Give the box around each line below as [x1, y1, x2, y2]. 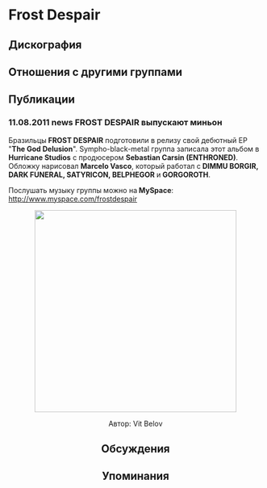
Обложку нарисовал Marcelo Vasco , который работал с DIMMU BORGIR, [8, 161, 259, 170]
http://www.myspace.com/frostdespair [8, 194, 138, 204]
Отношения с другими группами [8, 65, 183, 78]
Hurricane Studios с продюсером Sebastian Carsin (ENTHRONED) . [8, 152, 238, 162]
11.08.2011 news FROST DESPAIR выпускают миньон [8, 117, 223, 128]
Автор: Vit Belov [108, 419, 163, 428]
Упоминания [102, 469, 169, 483]
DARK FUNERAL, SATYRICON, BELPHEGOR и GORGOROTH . [8, 170, 211, 179]
